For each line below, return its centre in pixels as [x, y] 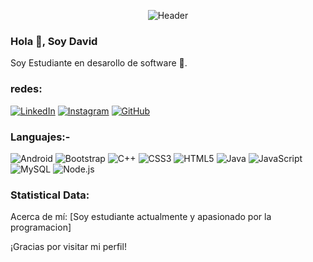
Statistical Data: [50, 195]
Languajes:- [40, 137]
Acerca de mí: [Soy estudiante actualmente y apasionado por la [141, 217]
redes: [26, 89]
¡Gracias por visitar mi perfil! [68, 247]
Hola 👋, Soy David [54, 41]
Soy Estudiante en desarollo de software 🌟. [99, 63]
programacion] [41, 227]
